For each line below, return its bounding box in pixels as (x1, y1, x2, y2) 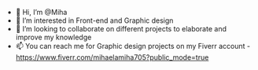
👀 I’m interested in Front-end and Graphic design (15, 16, 174, 25)
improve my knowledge (15, 32, 92, 42)
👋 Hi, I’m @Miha (15, 8, 68, 17)
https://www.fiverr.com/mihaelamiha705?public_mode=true (15, 53, 209, 62)
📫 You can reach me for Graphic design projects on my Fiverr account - (15, 42, 250, 50)
